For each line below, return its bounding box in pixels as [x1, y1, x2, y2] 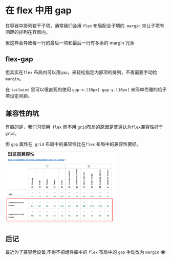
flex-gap [5, 55, 33, 64]
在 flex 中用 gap [5, 5, 72, 16]
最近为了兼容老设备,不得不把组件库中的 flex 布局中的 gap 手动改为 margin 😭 [5, 249, 166, 255]
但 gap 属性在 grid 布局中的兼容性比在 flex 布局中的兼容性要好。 [5, 141, 141, 147]
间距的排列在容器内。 [5, 29, 50, 35]
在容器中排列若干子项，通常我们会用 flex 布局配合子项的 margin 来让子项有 [5, 22, 165, 29]
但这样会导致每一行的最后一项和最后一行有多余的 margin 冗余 [5, 39, 135, 46]
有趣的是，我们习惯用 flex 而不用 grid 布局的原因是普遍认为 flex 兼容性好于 [5, 124, 163, 130]
